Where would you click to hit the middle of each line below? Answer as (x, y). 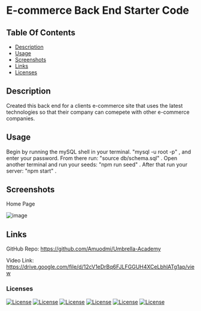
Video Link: (20, 261)
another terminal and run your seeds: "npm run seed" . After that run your (97, 164)
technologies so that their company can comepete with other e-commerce (98, 112)
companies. (21, 118)
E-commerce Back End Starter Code (98, 10)
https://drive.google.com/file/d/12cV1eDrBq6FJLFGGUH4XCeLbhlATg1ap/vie (100, 267)
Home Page (21, 204)
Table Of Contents (41, 33)
